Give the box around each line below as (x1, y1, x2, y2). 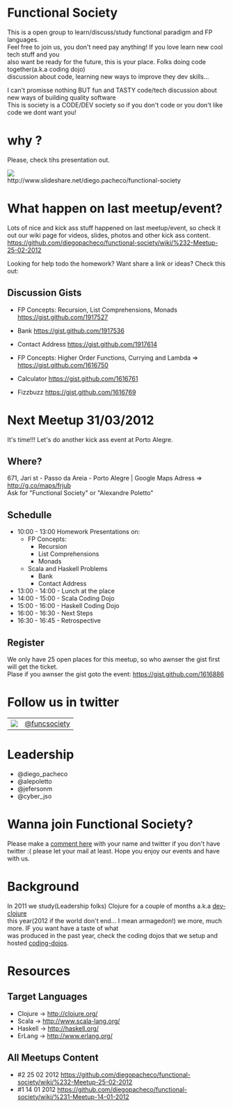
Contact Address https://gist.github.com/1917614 (17, 340, 158, 348)
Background (7, 879, 79, 894)
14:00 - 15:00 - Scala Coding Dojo (17, 594, 115, 602)
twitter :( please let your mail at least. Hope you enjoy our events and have (7, 847, 220, 855)
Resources (7, 963, 71, 979)
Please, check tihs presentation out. (7, 155, 110, 164)
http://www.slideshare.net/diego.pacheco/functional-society (7, 176, 181, 184)
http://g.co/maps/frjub (7, 481, 72, 490)
